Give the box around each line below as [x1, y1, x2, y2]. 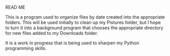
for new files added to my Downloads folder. [5, 30, 98, 36]
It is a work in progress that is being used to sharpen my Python [5, 40, 139, 46]
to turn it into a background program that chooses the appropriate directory [5, 25, 164, 31]
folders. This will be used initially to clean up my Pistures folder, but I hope [5, 20, 161, 25]
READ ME [5, 5, 25, 10]
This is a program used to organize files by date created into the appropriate [5, 14, 165, 20]
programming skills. [5, 45, 47, 51]
